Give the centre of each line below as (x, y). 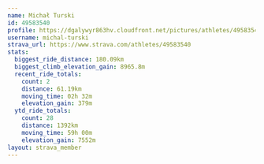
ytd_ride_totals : (43, 111)
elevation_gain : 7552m (59, 140)
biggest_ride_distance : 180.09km (69, 60)
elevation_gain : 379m (57, 103)
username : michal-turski (48, 37)
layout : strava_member (45, 147)
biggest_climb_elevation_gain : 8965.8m (80, 67)
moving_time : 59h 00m (57, 132)
